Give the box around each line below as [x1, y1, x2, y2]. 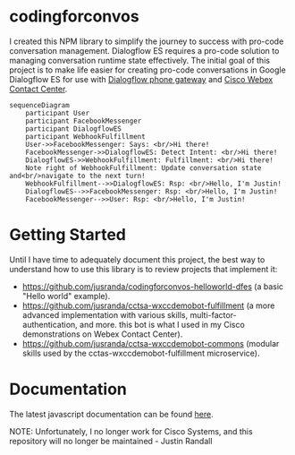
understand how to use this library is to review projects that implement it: [9, 263, 278, 274]
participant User [25, 108, 90, 117]
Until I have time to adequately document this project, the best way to [9, 253, 265, 265]
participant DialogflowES [25, 124, 122, 133]
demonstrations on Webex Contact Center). [21, 329, 183, 339]
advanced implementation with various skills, [21, 309, 189, 320]
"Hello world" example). [21, 290, 111, 301]
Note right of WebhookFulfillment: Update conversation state [25, 163, 262, 172]
